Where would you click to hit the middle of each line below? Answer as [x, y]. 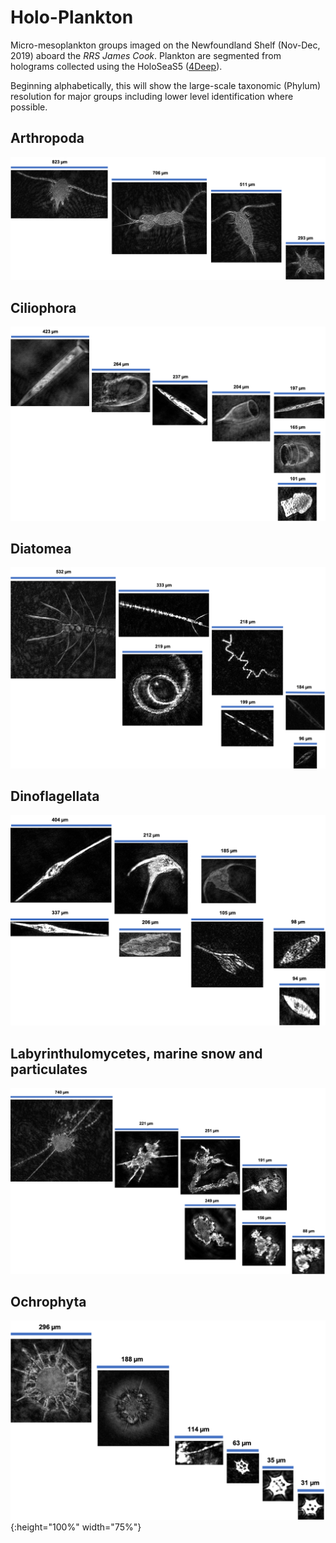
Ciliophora [43, 307]
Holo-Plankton [72, 17]
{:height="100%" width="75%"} [76, 1527]
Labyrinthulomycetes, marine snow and [136, 1053]
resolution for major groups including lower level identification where [152, 96]
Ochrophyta [48, 1301]
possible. [29, 107]
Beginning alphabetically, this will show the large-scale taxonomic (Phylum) [166, 85]
